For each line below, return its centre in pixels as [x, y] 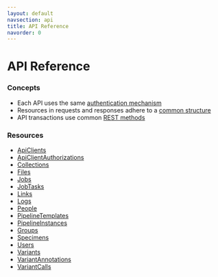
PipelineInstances [42, 223]
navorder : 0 [24, 33]
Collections [33, 165]
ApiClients [32, 150]
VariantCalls [34, 267]
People [27, 208]
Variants [29, 252]
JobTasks [31, 186]
